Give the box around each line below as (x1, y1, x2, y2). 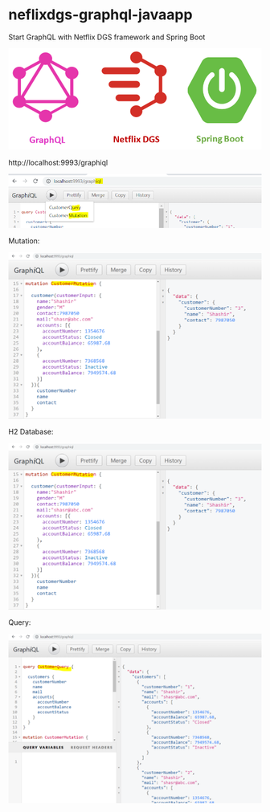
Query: (8, 618, 31, 627)
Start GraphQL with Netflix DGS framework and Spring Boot (8, 32, 206, 42)
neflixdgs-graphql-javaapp (8, 6, 193, 24)
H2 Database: (8, 427, 54, 437)
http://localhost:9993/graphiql (8, 157, 108, 167)
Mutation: (8, 235, 40, 246)
